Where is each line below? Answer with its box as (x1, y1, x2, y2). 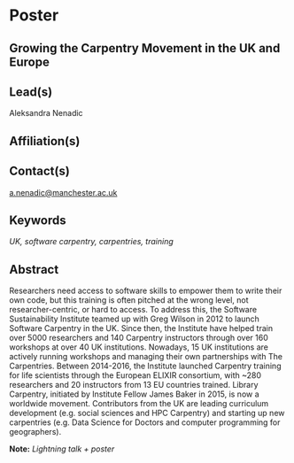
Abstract (9, 262, 59, 277)
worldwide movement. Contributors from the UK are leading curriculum (9, 398, 269, 409)
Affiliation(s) (9, 134, 81, 149)
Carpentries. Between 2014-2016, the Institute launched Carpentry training (9, 360, 282, 372)
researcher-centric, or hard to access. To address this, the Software (9, 305, 258, 315)
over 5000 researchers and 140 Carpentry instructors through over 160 (9, 333, 268, 343)
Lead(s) (9, 84, 53, 99)
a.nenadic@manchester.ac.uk (9, 187, 118, 197)
